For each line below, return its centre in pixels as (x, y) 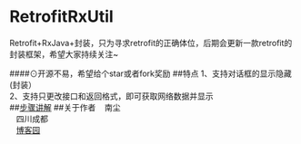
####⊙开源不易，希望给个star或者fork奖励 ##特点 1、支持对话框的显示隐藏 (151, 73)
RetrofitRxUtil (61, 17)
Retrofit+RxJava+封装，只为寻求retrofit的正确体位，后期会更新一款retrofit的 (151, 43)
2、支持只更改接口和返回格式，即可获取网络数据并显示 (111, 96)
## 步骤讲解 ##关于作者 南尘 (65, 107)
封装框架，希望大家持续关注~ (64, 54)
